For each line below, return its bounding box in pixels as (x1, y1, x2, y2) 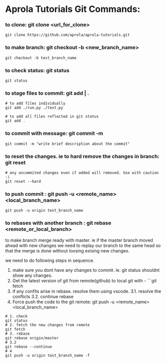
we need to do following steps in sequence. (5, 257, 94, 263)
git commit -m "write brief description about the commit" (5, 141, 130, 146)
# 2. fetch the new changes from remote (5, 322, 90, 327)
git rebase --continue (5, 344, 52, 349)
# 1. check (5, 314, 28, 319)
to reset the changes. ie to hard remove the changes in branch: (5, 153, 160, 160)
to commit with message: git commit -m (5, 130, 103, 137)
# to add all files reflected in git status (5, 114, 99, 119)
